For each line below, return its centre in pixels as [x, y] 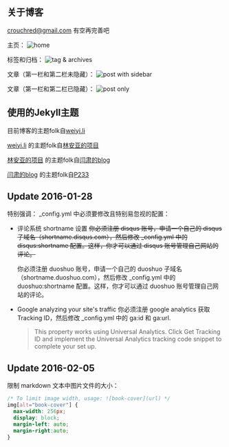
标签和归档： [25, 59]
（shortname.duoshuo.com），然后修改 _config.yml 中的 [96, 278]
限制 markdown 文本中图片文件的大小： [63, 386]
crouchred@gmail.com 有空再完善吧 [58, 30]
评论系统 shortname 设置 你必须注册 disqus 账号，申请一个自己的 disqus [119, 229]
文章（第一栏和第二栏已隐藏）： [51, 89]
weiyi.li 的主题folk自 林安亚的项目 [53, 145]
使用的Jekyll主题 [43, 113]
